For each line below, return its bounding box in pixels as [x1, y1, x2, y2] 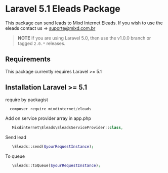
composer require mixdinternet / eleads [10, 106, 92, 111]
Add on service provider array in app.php [5, 115, 91, 121]
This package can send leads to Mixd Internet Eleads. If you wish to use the [5, 20, 163, 26]
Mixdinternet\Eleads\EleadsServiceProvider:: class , [12, 125, 123, 131]
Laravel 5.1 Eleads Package [5, 3, 120, 15]
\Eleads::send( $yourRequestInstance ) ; [12, 144, 94, 149]
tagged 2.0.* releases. [17, 40, 66, 46]
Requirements [5, 55, 51, 64]
